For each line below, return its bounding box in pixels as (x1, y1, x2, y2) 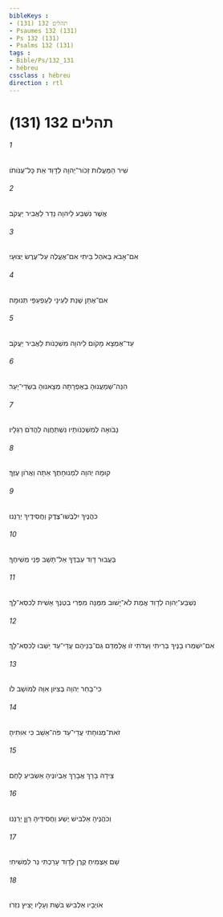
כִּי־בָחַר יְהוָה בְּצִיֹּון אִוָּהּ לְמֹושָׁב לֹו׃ (9, 684, 103, 694)
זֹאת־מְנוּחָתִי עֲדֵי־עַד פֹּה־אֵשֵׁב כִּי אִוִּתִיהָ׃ (9, 727, 121, 736)
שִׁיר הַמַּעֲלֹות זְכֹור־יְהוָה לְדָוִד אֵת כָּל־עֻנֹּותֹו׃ (9, 165, 128, 175)
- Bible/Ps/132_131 (9, 57, 75, 65)
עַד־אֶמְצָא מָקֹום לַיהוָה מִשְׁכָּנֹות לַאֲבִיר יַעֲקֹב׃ (9, 338, 135, 347)
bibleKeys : (9, 11, 49, 20)
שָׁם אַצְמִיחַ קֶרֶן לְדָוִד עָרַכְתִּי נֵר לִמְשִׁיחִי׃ (9, 857, 120, 866)
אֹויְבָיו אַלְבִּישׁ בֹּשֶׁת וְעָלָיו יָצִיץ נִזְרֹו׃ (9, 900, 103, 910)
